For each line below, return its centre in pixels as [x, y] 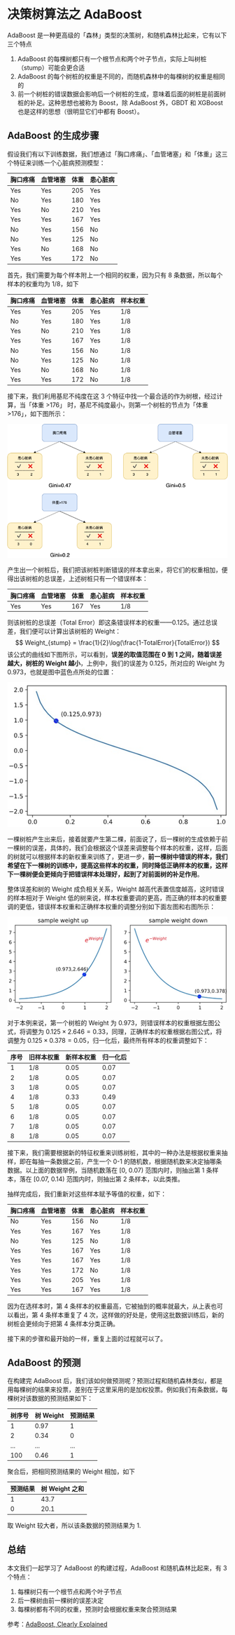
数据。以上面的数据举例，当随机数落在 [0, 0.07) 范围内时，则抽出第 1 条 [110, 1170]
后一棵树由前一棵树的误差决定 [60, 1600]
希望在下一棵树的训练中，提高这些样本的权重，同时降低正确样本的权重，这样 [117, 865]
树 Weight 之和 [63, 1488]
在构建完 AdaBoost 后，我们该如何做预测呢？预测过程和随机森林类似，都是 [115, 1381]
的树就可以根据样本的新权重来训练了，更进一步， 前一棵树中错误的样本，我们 [117, 856]
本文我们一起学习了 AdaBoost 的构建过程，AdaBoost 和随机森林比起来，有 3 [117, 1568]
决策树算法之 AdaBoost [74, 14]
